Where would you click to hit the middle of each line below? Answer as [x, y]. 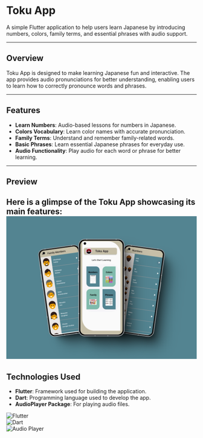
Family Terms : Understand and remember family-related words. [95, 138]
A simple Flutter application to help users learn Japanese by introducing [96, 27]
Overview [25, 58]
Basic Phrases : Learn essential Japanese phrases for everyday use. [100, 144]
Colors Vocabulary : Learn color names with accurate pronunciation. [100, 131]
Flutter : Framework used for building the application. [81, 391]
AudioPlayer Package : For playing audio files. [72, 404]
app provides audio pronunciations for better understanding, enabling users [101, 79]
